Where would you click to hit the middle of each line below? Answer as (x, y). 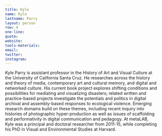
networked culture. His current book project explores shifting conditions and (81, 88)
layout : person (20, 23)
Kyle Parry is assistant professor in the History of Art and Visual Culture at (79, 73)
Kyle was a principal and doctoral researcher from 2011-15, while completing (81, 124)
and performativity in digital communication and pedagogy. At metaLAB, (77, 119)
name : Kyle (16, 14)
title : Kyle (17, 9)
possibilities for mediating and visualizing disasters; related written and (76, 93)
